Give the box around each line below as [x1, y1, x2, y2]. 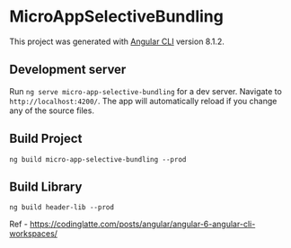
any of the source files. [9, 105, 94, 116]
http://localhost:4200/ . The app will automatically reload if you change [9, 95, 278, 106]
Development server [9, 62, 127, 77]
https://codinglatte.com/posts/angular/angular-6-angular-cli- [30, 218, 256, 230]
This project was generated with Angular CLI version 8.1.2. [9, 36, 225, 47]
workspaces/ [9, 228, 58, 239]
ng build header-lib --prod [9, 203, 115, 212]
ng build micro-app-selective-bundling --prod [9, 155, 187, 164]
